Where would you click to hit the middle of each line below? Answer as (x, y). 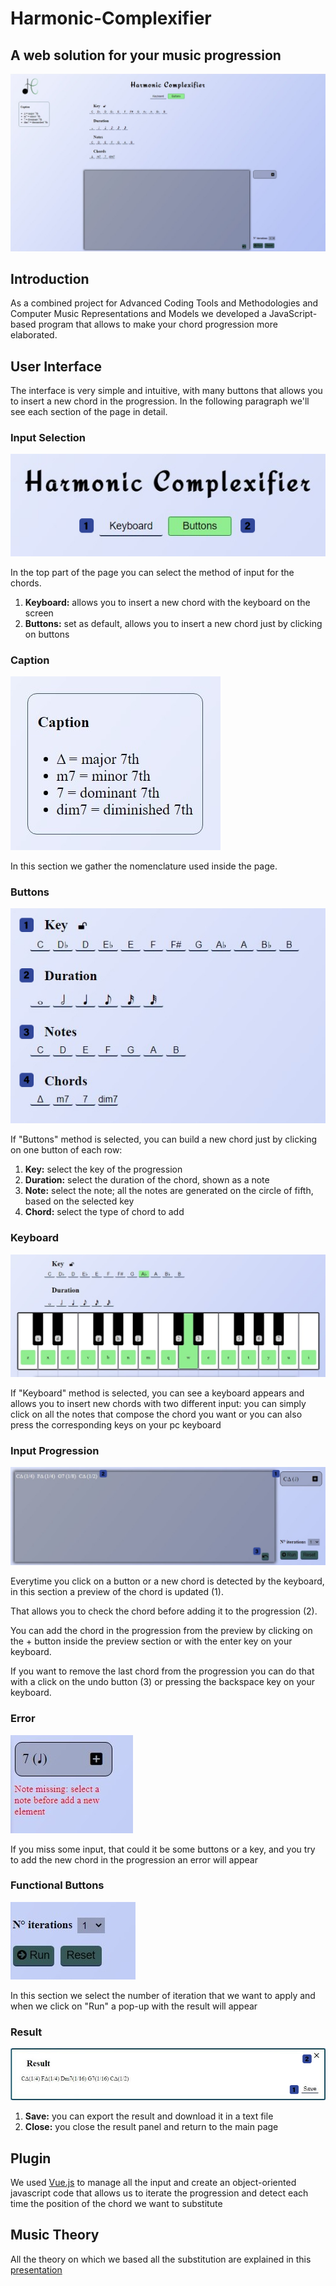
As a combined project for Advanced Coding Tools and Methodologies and (164, 303)
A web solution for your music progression (146, 55)
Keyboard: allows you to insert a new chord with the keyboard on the (167, 602)
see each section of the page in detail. (89, 412)
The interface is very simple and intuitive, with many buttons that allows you (166, 391)
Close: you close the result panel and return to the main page (151, 2127)
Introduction (50, 278)
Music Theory (55, 2235)
